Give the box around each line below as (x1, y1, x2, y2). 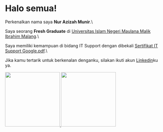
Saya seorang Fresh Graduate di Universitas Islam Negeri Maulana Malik (5, 28, 151, 34)
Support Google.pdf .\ (5, 48, 48, 54)
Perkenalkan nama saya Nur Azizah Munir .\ (5, 19, 93, 25)
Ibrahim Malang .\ (5, 33, 39, 39)
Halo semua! (5, 3, 57, 14)
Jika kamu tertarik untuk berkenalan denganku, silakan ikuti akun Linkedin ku (5, 57, 158, 63)
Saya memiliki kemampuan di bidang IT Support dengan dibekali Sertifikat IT (5, 43, 158, 48)
